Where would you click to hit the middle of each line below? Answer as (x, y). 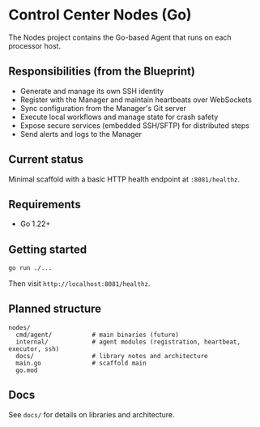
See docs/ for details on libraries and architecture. (92, 414)
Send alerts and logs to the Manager (81, 134)
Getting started (48, 249)
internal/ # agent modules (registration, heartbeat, (128, 342)
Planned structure (55, 309)
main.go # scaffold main (81, 363)
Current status (46, 160)
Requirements (45, 204)
